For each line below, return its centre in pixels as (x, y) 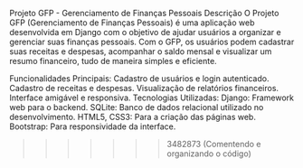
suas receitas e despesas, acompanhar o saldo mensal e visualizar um (141, 51)
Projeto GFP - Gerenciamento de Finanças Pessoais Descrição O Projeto (144, 13)
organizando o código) (209, 154)
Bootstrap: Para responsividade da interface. (93, 126)
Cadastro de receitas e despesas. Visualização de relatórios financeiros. (144, 88)
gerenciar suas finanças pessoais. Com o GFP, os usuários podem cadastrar (152, 42)
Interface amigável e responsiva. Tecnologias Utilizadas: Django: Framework (152, 98)
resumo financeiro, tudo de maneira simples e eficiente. (113, 61)
